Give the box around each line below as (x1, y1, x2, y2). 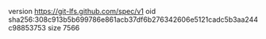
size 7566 (47, 23, 80, 32)
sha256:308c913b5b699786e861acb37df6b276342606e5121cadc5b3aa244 (8, 15, 259, 24)
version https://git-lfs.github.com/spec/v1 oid (8, 7, 156, 16)
